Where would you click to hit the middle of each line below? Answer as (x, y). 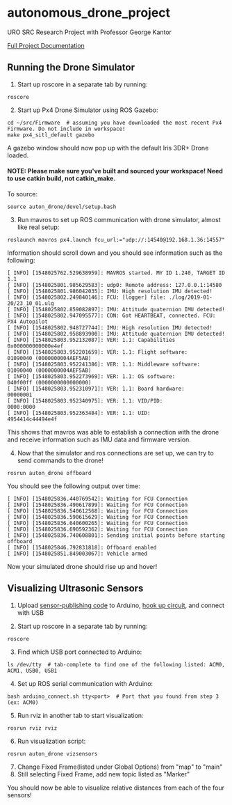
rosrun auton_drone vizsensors (52, 753)
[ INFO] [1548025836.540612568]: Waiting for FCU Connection (98, 511)
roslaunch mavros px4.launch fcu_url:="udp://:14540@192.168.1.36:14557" (116, 240)
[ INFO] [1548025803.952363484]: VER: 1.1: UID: (79, 413)
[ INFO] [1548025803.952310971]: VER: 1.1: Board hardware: (96, 389)
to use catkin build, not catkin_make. (61, 178)
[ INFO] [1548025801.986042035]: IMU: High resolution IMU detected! (110, 291)
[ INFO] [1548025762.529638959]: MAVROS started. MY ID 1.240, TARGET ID (116, 273)
